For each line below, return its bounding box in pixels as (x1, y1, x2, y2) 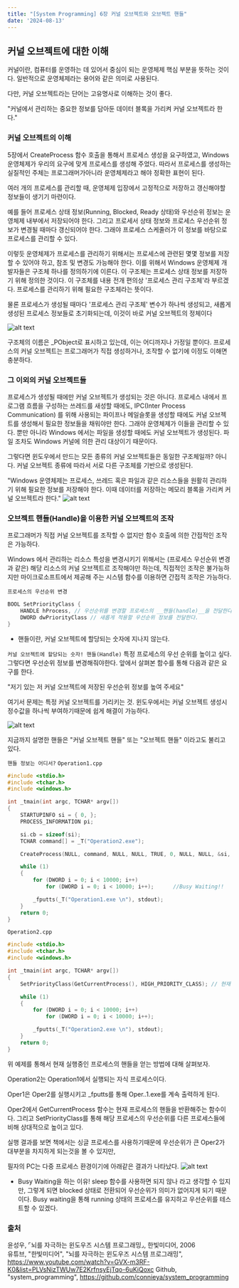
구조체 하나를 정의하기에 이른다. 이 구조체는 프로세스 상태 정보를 (31, 267, 208, 275)
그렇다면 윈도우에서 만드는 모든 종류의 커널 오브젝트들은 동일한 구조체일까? (7, 452, 214, 460)
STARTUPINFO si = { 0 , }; (20, 812, 97, 819)
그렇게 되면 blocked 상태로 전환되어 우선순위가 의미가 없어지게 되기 (27, 1186, 214, 1194)
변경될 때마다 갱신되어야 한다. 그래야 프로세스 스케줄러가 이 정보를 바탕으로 (20, 225, 228, 233)
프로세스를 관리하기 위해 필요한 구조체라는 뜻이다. (16, 285, 154, 293)
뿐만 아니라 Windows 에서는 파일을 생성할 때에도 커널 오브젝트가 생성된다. (16, 428, 222, 436)
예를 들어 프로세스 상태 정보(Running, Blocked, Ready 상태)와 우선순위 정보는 (7, 207, 224, 216)
